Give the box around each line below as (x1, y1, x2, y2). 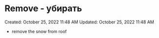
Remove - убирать (4, 3, 82, 14)
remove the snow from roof (11, 28, 67, 34)
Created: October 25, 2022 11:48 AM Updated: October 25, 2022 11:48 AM (4, 19, 155, 25)
